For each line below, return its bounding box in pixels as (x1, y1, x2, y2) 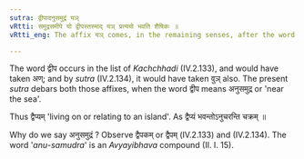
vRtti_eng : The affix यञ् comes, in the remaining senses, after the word (9, 30, 296, 39)
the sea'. (9, 94, 42, 104)
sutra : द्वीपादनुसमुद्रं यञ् (9, 13, 79, 23)
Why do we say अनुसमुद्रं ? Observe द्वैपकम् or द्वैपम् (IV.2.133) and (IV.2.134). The (9, 129, 287, 141)
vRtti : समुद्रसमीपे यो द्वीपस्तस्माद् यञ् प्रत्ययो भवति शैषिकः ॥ (9, 22, 179, 31)
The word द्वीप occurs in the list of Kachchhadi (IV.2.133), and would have (9, 63, 279, 74)
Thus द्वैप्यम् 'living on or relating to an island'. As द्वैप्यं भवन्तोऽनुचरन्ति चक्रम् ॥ (9, 111, 267, 123)
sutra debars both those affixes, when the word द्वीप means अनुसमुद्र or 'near (9, 84, 285, 94)
